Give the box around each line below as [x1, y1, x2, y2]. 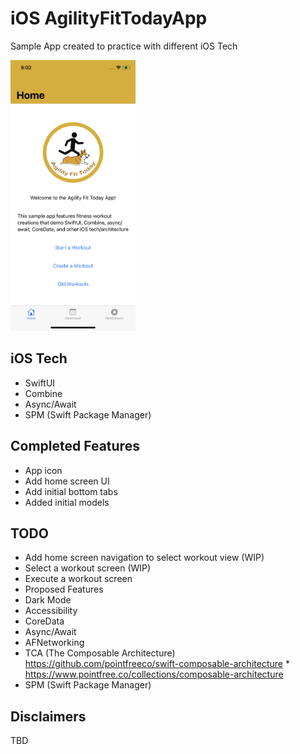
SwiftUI [24, 377, 56, 389]
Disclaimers [10, 708, 87, 725]
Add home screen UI [24, 475, 110, 487]
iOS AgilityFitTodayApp [10, 7, 208, 30]
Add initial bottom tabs [24, 485, 118, 497]
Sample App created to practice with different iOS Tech [10, 40, 238, 52]
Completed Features [10, 438, 140, 455]
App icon [24, 464, 63, 476]
